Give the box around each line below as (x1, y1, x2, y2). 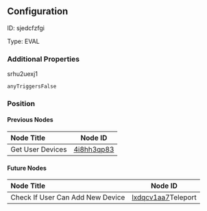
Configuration (7, 5, 69, 17)
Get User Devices (10, 145, 67, 154)
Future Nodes (7, 164, 47, 172)
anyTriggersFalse (7, 83, 57, 90)
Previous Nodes (7, 116, 53, 124)
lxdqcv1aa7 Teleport (131, 193, 197, 202)
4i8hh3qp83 (73, 145, 114, 154)
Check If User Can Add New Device (10, 193, 125, 202)
